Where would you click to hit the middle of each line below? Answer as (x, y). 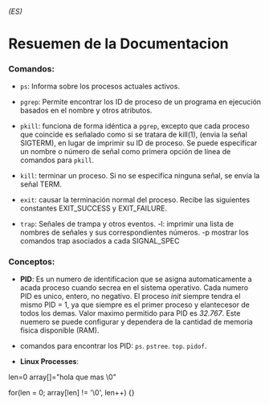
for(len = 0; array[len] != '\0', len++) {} (71, 393)
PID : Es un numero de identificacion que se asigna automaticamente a (136, 279)
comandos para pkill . (57, 160)
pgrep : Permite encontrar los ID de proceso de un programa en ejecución (141, 102)
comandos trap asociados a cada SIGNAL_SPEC (100, 241)
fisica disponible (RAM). (59, 330)
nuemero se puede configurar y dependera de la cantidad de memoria (136, 322)
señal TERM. (41, 184)
